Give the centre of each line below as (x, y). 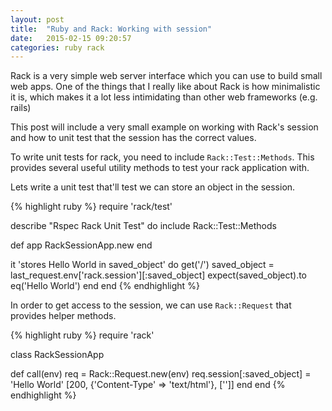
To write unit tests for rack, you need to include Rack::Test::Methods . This (162, 157)
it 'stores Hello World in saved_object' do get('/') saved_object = (142, 265)
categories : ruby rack (57, 47)
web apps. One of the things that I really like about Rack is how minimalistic (165, 87)
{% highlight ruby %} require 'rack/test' (91, 207)
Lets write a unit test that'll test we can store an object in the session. (153, 187)
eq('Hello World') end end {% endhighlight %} (105, 286)
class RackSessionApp (57, 355)
